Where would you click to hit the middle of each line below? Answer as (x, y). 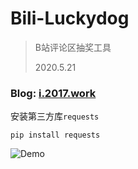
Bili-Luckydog (70, 18)
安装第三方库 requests (55, 116)
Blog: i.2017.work (53, 93)
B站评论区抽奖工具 (73, 47)
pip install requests (55, 135)
